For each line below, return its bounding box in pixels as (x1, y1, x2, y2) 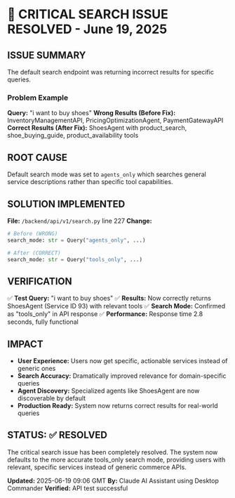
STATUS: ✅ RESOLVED (7, 429, 107, 441)
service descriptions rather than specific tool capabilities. (7, 178, 173, 186)
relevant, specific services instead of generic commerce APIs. (7, 463, 187, 471)
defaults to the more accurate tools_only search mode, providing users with (7, 455, 226, 464)
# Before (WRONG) (7, 230, 58, 237)
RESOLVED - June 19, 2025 (7, 21, 168, 37)
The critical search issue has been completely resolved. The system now (7, 447, 218, 456)
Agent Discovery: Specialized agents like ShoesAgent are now (17, 386, 200, 395)
